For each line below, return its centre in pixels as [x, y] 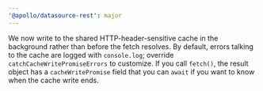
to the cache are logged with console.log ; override [91, 55]
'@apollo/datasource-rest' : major [65, 15]
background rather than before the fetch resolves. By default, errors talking [131, 46]
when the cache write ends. [53, 80]
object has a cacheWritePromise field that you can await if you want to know [131, 71]
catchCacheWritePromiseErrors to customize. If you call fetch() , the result [128, 63]
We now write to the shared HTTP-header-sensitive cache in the [113, 38]
